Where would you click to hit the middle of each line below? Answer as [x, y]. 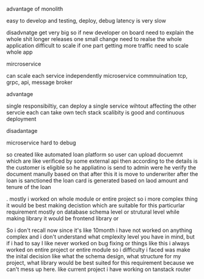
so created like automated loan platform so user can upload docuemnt [95, 154]
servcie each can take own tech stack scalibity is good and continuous [96, 112]
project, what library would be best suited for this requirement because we [100, 263]
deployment [21, 119]
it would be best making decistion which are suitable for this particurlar [96, 205]
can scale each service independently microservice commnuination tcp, [97, 76]
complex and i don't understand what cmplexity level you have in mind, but [100, 237]
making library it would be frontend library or [63, 218]
